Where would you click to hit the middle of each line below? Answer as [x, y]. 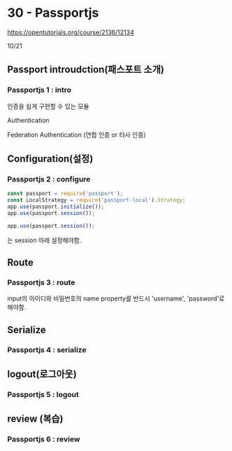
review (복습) [35, 419]
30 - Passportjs [53, 13]
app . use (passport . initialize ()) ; [56, 207]
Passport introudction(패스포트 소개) [86, 70]
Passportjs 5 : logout [43, 395]
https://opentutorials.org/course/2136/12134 [71, 32]
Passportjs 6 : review [44, 439]
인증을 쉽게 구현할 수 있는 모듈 [48, 106]
